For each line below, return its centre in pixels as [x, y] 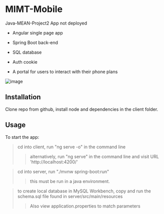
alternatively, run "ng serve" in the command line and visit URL [94, 156]
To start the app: [22, 137]
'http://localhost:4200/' [54, 162]
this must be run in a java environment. [70, 181]
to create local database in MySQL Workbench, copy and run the [84, 191]
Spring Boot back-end [35, 42]
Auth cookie [25, 62]
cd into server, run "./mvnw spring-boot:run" [63, 171]
